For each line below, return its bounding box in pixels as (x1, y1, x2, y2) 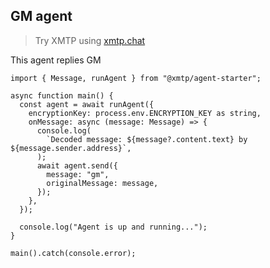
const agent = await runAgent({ (19, 99, 155, 109)
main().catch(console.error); (10, 248, 137, 258)
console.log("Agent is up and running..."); (19, 222, 208, 232)
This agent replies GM (10, 54, 102, 66)
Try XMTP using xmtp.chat (34, 34, 146, 46)
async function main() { (10, 90, 114, 101)
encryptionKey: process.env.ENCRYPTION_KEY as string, (28, 108, 262, 118)
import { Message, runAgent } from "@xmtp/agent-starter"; (10, 73, 262, 83)
